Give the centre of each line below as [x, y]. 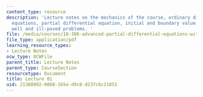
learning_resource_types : [39, 46]
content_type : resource [36, 12]
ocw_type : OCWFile [29, 57]
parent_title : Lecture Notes [43, 62]
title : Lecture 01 [29, 79]
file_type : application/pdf [42, 40]
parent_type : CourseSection [42, 68]
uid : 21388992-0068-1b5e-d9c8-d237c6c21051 [62, 85]
